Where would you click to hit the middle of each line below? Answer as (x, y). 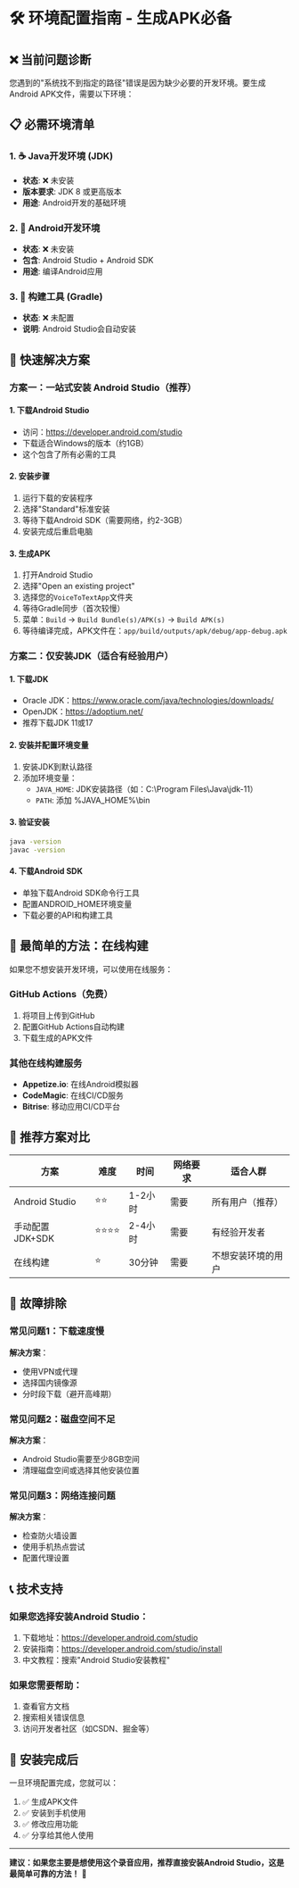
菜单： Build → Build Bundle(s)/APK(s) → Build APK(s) (123, 620)
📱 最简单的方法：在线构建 (79, 946)
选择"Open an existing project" (78, 586)
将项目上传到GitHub (58, 1015)
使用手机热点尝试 (53, 1547)
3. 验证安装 (30, 822)
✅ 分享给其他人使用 (58, 1834)
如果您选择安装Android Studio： (79, 1617)
